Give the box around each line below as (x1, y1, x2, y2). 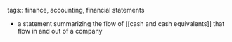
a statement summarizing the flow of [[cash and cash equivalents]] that (17, 20, 225, 27)
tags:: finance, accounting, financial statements (7, 6, 145, 14)
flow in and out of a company (17, 27, 103, 35)
